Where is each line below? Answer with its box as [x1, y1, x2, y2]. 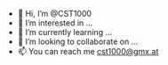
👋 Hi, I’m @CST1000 [17, 9, 92, 18]
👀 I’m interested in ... [17, 18, 93, 28]
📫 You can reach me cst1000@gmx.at [17, 47, 159, 56]
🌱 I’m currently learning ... [17, 27, 113, 37]
